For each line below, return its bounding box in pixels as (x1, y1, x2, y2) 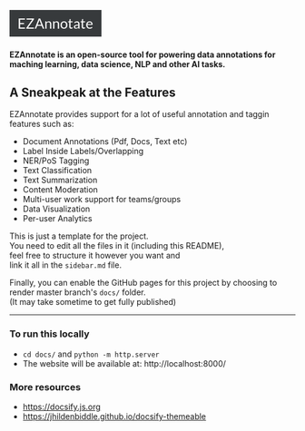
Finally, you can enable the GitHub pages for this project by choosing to (9, 278, 278, 289)
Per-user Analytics (22, 213, 93, 224)
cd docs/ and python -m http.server (22, 348, 161, 359)
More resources (9, 380, 82, 393)
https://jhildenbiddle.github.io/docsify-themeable (22, 411, 207, 422)
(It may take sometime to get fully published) (9, 297, 177, 308)
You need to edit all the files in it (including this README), (9, 240, 225, 251)
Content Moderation (22, 184, 98, 195)
